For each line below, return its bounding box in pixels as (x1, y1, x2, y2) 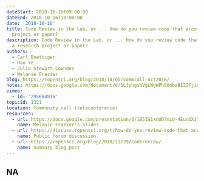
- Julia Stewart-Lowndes (12, 65, 75, 72)
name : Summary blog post (17, 144, 80, 151)
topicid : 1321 (6, 99, 42, 105)
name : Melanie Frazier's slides (17, 122, 99, 128)
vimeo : (6, 88, 23, 94)
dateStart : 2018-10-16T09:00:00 (6, 9, 88, 15)
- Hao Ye (12, 60, 34, 66)
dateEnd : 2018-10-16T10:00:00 (6, 15, 83, 21)
